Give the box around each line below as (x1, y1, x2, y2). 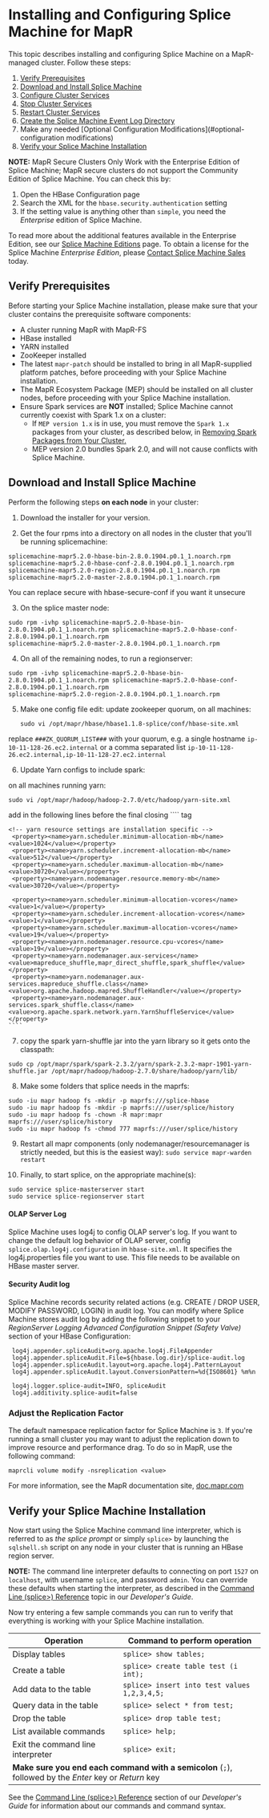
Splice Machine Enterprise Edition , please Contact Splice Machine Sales (8, 247, 246, 257)
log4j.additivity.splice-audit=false (11, 1389, 138, 1397)
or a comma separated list (99, 742, 187, 751)
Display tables (12, 1649, 66, 1660)
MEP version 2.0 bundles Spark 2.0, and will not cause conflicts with (31, 443, 259, 454)
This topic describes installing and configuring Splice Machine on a (8, 49, 231, 59)
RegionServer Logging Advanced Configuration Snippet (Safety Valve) (8, 1322, 242, 1332)
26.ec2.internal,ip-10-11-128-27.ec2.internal (8, 751, 167, 759)
